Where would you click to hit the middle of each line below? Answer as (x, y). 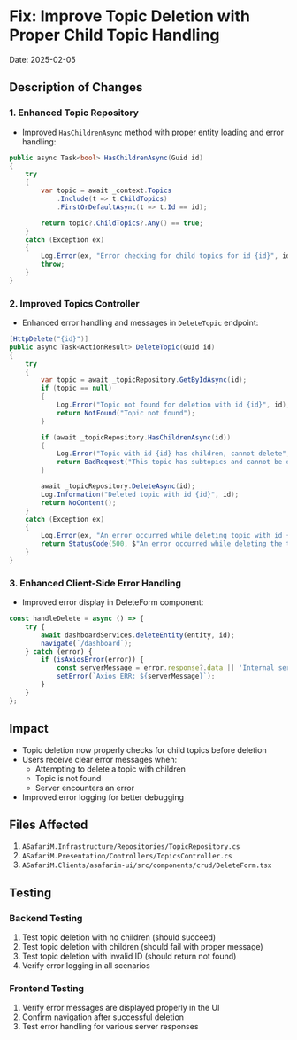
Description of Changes (76, 87)
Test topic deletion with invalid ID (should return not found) (129, 956)
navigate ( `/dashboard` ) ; (87, 643)
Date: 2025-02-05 (43, 59)
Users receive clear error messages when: (99, 759)
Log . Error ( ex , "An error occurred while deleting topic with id (162, 536)
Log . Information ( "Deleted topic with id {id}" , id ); (140, 494)
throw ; (53, 264)
